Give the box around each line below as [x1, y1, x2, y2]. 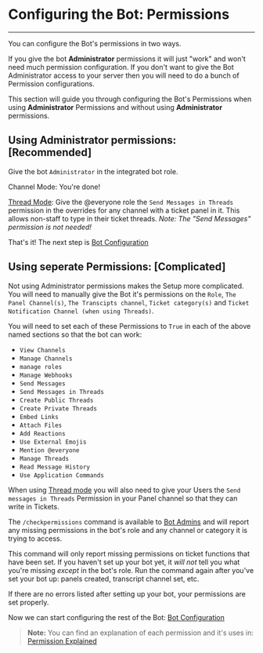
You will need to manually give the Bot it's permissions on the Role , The [8, 289, 236, 299]
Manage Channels [19, 355, 73, 363]
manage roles [19, 363, 63, 370]
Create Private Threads [19, 404, 98, 413]
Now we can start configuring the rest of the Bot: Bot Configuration [8, 612, 225, 622]
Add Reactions [19, 429, 66, 437]
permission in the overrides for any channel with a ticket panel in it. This [8, 206, 240, 215]
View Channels [19, 346, 66, 354]
